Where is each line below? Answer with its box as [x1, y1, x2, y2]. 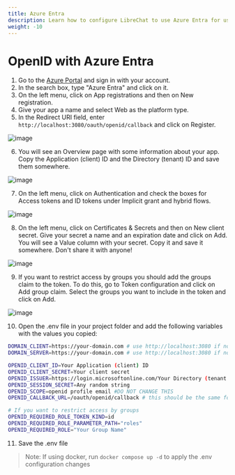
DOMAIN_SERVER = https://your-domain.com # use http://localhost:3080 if [8, 350, 220, 357]
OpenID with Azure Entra [8, 53, 154, 69]
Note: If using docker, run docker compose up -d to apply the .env [24, 452, 212, 460]
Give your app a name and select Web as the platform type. [17, 106, 189, 114]
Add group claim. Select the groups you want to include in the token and [17, 288, 226, 296]
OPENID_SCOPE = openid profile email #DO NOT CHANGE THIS [8, 388, 174, 395]
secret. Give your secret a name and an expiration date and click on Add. [17, 231, 227, 240]
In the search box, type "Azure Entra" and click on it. [17, 84, 169, 92]
